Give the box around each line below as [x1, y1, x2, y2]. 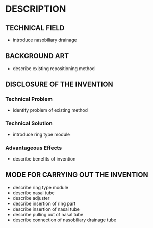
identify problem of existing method [12, 107, 88, 113]
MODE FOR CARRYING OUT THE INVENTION [5, 171, 148, 179]
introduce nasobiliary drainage [12, 37, 78, 43]
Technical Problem [5, 96, 53, 103]
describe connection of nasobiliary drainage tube [12, 217, 116, 223]
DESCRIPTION [5, 3, 66, 15]
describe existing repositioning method [12, 65, 95, 72]
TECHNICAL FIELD [5, 24, 65, 32]
